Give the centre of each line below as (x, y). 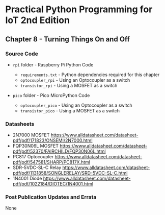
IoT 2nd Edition (38, 20)
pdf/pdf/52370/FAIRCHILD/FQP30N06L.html (59, 151)
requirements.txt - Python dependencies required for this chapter (90, 75)
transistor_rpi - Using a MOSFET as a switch (69, 85)
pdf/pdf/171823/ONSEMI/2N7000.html (52, 140)
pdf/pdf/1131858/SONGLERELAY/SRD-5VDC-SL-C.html (70, 173)
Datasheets (20, 124)
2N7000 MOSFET (31, 135)
